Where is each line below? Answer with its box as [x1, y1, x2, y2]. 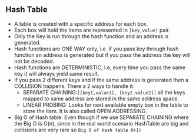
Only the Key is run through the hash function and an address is [14, 32, 169, 40]
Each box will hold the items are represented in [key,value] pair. [14, 26, 170, 33]
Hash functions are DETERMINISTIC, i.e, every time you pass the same [14, 64, 186, 71]
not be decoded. [14, 57, 55, 65]
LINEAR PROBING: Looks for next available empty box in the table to [22, 101, 188, 108]
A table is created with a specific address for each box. [14, 20, 148, 27]
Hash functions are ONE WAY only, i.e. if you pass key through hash [14, 45, 179, 52]
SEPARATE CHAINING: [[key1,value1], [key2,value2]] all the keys [22, 89, 185, 96]
